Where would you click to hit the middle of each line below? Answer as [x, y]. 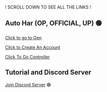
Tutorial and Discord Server [48, 72]
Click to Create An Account [33, 47]
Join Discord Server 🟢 [28, 85]
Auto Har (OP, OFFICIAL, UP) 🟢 [53, 23]
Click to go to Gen [23, 38]
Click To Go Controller [28, 57]
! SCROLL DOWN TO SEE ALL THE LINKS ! [48, 7]
